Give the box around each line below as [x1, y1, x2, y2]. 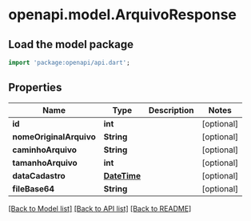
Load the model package [8, 38, 134, 51]
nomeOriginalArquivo [12, 131, 96, 142]
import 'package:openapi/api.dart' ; [8, 58, 130, 66]
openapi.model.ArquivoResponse [8, 6, 237, 24]
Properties [8, 81, 62, 94]
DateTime [103, 170, 141, 181]
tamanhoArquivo [12, 157, 78, 168]
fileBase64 [12, 183, 54, 194]
